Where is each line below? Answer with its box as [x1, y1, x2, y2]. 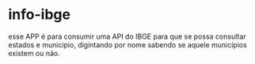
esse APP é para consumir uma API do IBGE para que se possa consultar [8, 32, 247, 41]
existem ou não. [8, 48, 61, 58]
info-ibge [8, 6, 71, 24]
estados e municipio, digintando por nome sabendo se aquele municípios [8, 40, 247, 49]
